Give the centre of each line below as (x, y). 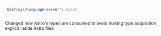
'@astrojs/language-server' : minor (41, 9)
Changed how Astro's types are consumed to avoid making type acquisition (81, 23)
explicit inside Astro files (30, 28)
